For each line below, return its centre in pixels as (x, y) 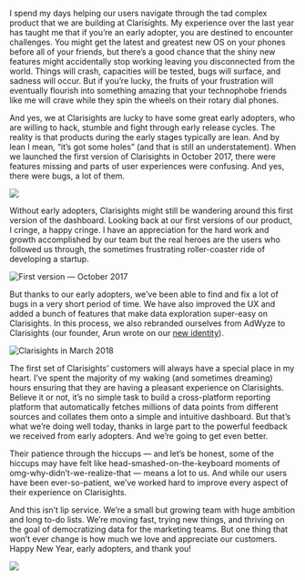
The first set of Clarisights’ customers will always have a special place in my (152, 368)
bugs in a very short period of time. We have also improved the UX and (142, 304)
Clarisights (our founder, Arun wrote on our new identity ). (117, 333)
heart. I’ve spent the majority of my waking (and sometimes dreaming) (141, 378)
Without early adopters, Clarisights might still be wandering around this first (151, 210)
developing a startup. (49, 259)
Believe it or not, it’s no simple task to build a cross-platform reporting (140, 397)
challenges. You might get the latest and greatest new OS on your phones (147, 42)
